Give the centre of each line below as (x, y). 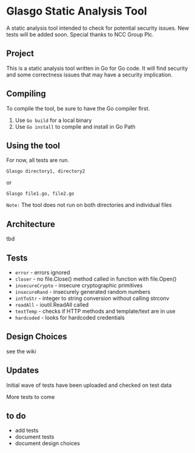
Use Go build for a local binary (53, 120)
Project (20, 54)
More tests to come (31, 397)
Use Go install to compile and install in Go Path (75, 126)
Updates (23, 371)
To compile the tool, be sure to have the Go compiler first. (78, 108)
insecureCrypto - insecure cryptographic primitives (79, 285)
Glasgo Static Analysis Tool (77, 11)
